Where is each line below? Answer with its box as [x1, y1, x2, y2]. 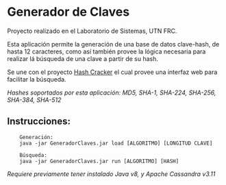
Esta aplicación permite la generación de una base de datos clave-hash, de [7, 40, 220, 48]
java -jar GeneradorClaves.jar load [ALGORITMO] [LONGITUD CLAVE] [19, 140, 213, 147]
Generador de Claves [7, 4, 130, 20]
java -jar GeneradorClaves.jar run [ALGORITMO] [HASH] [19, 158, 179, 164]
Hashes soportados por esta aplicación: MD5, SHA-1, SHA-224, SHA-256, [7, 88, 216, 97]
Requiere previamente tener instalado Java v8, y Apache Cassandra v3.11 [7, 169, 216, 178]
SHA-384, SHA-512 [7, 95, 62, 103]
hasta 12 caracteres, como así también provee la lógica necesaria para [7, 47, 206, 56]
